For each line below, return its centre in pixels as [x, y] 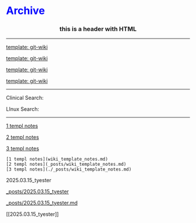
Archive [26, 11]
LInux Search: [23, 109]
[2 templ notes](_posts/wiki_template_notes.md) [66, 165]
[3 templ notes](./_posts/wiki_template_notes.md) [69, 170]
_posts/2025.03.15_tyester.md [42, 203]
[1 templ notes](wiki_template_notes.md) [57, 159]
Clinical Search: [25, 98]
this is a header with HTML [98, 29]
